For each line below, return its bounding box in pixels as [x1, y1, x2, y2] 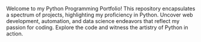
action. [6, 30, 23, 37]
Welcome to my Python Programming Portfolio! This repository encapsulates [6, 5, 196, 12]
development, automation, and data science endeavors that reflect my [6, 18, 180, 24]
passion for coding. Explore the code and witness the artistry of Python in [6, 24, 188, 31]
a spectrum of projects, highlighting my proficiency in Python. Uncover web [6, 11, 193, 18]
